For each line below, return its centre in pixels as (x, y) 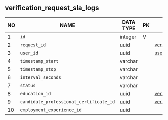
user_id (29, 53)
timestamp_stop (38, 69)
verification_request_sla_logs (52, 8)
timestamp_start (39, 61)
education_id (36, 94)
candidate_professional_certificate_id (68, 102)
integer (128, 37)
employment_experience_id (51, 110)
